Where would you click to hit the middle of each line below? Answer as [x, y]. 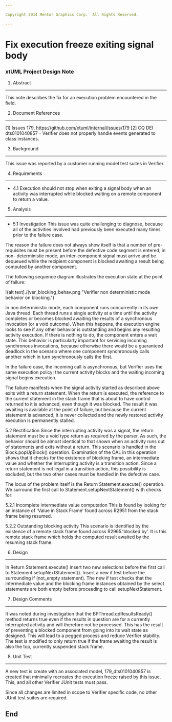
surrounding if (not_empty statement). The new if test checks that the [79, 578]
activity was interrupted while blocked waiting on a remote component [87, 194]
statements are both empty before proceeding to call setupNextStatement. [84, 589]
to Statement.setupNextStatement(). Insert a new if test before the [75, 573]
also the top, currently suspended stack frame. [55, 647]
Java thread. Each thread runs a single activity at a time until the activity [81, 313]
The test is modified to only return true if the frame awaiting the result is [81, 641]
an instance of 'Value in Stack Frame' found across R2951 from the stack [82, 510]
